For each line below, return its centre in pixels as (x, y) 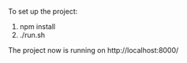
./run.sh (32, 35)
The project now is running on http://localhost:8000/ (93, 50)
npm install (37, 26)
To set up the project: (43, 11)
